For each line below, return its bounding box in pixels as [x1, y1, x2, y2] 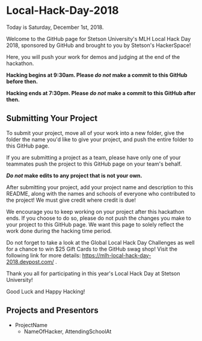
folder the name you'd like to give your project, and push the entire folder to [6, 136, 194, 143]
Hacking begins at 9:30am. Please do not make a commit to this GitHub [6, 71, 188, 78]
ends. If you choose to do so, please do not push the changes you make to [6, 214, 191, 222]
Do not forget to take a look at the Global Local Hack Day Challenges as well [6, 239, 195, 246]
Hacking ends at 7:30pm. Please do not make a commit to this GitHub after [6, 89, 196, 96]
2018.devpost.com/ [6, 258, 54, 265]
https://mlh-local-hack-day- [82, 251, 151, 259]
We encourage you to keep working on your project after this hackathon [6, 208, 185, 215]
